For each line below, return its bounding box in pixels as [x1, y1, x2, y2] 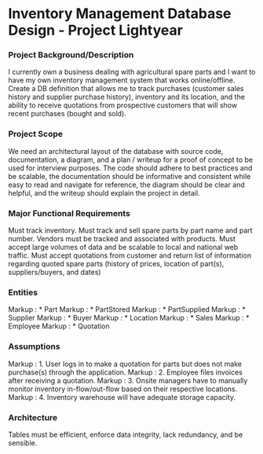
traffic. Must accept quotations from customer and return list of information [8, 251, 252, 260]
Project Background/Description [8, 49, 134, 60]
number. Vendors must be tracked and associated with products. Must [8, 234, 236, 243]
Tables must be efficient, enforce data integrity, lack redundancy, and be [8, 430, 243, 439]
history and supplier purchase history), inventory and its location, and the [8, 92, 246, 102]
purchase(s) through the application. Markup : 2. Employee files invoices [8, 367, 243, 377]
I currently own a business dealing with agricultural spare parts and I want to [8, 68, 256, 77]
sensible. [8, 438, 38, 448]
